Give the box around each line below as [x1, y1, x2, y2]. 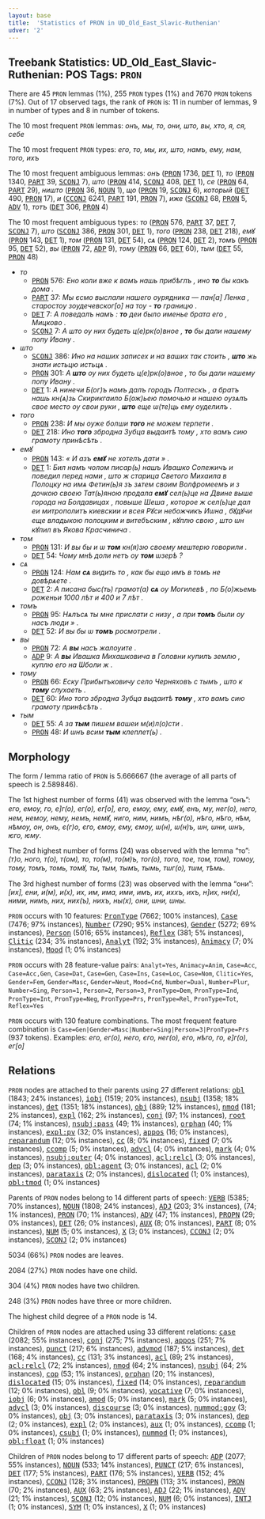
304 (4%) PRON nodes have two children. [8, 1281, 140, 1290]
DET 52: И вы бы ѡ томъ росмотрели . [31, 627, 161, 636]
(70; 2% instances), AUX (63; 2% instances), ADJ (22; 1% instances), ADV [8, 1485, 246, 1494]
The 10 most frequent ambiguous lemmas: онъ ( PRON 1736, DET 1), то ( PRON [8, 169, 255, 178]
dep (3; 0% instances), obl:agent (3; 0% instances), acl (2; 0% [8, 1161, 223, 1170]
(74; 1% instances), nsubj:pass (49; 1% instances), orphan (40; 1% [8, 1119, 233, 1128]
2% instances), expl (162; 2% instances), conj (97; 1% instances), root [8, 1110, 246, 1119]
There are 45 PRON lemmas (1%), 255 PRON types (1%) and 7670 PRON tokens [8, 89, 252, 99]
